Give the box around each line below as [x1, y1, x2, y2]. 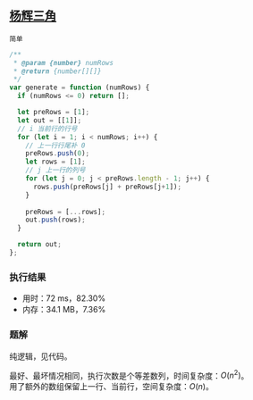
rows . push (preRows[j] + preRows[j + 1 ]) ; [32, 182, 181, 191]
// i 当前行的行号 [17, 124, 78, 133]
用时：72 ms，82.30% [21, 293, 105, 304]
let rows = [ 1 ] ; [25, 157, 87, 167]
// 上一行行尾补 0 [25, 141, 86, 150]
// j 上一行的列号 [25, 166, 86, 175]
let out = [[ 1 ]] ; [17, 115, 82, 125]
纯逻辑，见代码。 [9, 351, 72, 362]
